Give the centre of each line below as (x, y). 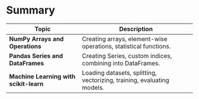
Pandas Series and (36, 55)
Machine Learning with (42, 76)
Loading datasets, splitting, (119, 72)
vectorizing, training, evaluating (126, 80)
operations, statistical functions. (126, 46)
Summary (31, 10)
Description (136, 29)
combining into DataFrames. (121, 63)
